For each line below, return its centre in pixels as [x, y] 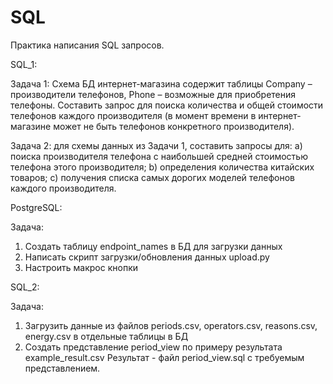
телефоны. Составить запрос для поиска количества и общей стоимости [167, 105]
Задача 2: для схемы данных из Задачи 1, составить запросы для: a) [156, 145]
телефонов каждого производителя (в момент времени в [133, 115]
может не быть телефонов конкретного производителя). [174, 126]
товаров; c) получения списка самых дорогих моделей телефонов [153, 177]
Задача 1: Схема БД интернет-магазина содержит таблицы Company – [161, 83]
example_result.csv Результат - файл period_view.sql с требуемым [164, 357]
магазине [31, 126]
